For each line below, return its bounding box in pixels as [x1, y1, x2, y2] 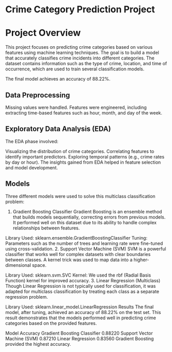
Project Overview [5, 27, 81, 39]
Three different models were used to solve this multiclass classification [5, 193, 156, 199]
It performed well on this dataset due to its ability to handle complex [12, 219, 157, 225]
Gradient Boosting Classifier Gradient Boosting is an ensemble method [12, 208, 162, 214]
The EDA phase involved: [5, 138, 59, 144]
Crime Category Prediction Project [5, 4, 155, 15]
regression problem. [5, 294, 48, 300]
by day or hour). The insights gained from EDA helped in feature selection [5, 159, 161, 165]
